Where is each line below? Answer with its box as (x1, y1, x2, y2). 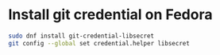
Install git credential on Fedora (8, 6, 213, 24)
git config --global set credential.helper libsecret (8, 39, 191, 47)
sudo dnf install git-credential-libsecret (8, 32, 155, 40)
